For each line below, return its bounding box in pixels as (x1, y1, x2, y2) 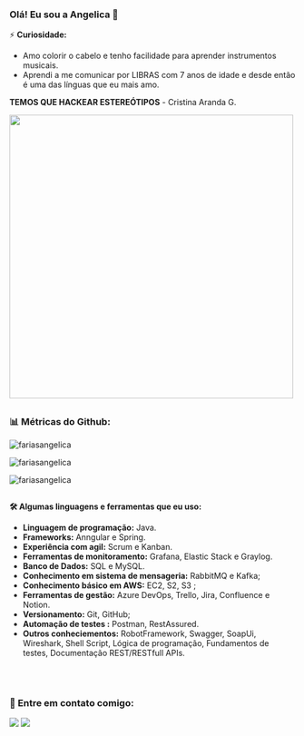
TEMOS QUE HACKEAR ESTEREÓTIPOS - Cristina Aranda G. (9, 97, 237, 108)
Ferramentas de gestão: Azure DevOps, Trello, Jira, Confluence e (22, 590, 270, 601)
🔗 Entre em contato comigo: (9, 696, 134, 709)
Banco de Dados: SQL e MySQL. (22, 561, 145, 572)
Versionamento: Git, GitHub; (22, 609, 131, 620)
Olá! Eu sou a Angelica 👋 (9, 8, 119, 21)
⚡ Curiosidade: (9, 29, 67, 40)
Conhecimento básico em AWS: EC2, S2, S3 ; (22, 580, 197, 591)
